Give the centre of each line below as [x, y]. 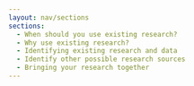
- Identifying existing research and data [97, 51]
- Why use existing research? [73, 43]
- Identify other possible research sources [101, 59]
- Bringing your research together [83, 68]
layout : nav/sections [49, 17]
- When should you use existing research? [97, 34]
